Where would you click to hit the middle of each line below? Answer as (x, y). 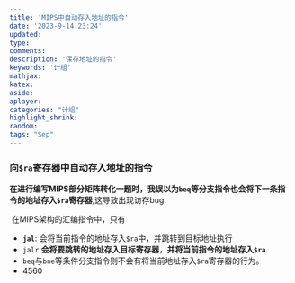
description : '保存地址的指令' (63, 59)
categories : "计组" (45, 110)
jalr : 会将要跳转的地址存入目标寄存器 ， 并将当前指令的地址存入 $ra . (145, 250)
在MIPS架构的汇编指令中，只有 (68, 219)
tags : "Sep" (31, 135)
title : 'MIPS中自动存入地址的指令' (69, 18)
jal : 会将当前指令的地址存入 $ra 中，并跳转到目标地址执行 (127, 238)
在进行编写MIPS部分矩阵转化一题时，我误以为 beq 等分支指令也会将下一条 (143, 189)
